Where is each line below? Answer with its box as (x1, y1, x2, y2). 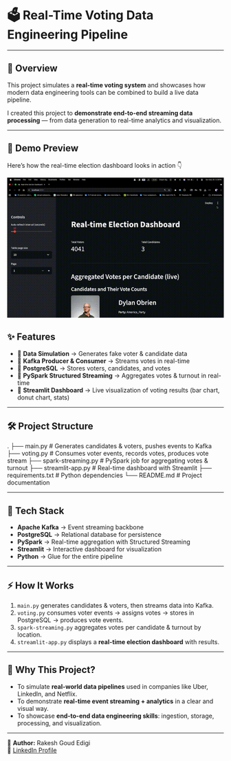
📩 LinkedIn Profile (7, 746, 57, 754)
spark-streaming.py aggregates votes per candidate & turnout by (16, 624, 201, 631)
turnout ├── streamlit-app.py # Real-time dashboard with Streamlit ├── (7, 464, 212, 472)
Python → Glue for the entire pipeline (16, 553, 123, 561)
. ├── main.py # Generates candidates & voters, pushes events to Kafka (7, 442, 212, 450)
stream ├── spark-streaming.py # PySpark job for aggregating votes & (7, 456, 208, 465)
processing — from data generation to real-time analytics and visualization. (7, 116, 222, 124)
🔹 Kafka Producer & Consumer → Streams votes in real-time (16, 357, 190, 365)
